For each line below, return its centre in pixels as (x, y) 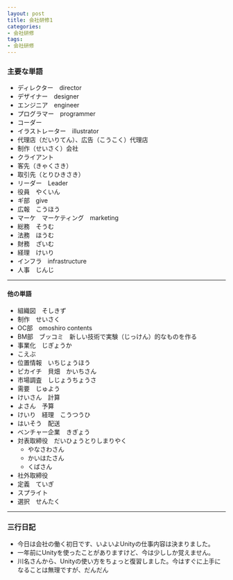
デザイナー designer (48, 96)
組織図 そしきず (42, 310)
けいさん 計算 (38, 397)
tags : (15, 40)
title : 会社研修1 (30, 20)
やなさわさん (46, 449)
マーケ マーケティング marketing (68, 218)
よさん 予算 (35, 406)
